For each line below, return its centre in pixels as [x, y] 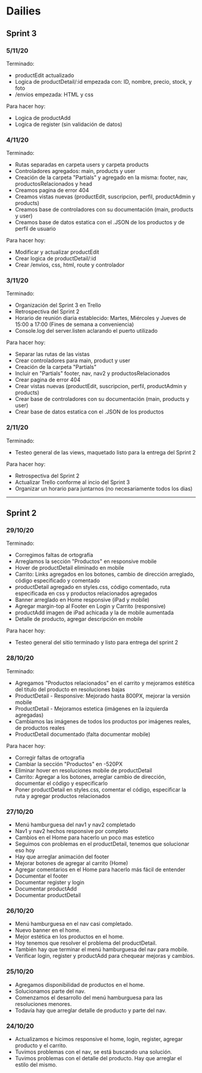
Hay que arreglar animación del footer [62, 857]
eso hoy [25, 851]
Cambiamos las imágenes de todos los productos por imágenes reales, [103, 721]
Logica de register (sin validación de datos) [69, 124]
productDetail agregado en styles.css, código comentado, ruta [92, 587]
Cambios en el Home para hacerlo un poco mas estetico [84, 838]
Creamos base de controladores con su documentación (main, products [104, 210]
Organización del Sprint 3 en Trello [58, 305]
